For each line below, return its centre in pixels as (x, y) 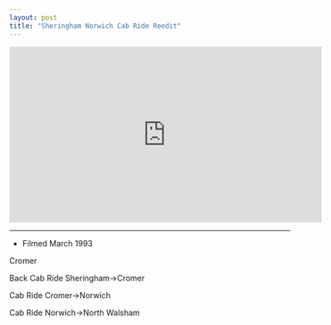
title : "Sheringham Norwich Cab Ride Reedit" (95, 26)
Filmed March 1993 (58, 243)
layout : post (33, 17)
